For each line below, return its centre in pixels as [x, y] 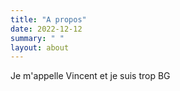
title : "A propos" [48, 19]
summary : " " [37, 38]
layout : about [40, 47]
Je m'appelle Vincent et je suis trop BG [90, 76]
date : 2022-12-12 [46, 29]
